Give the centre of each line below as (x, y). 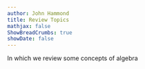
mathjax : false (29, 26)
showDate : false (30, 39)
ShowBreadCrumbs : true (40, 32)
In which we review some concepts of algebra (72, 58)
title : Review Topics (38, 20)
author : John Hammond (38, 13)
